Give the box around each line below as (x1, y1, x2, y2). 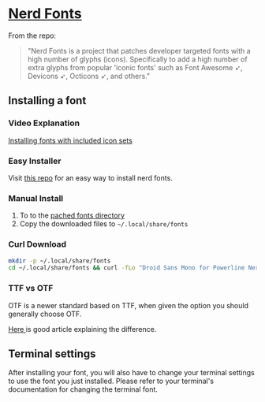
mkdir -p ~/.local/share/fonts (8, 257, 111, 265)
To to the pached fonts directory (19, 210, 125, 221)
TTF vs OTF (8, 283, 54, 294)
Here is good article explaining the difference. (8, 324, 157, 333)
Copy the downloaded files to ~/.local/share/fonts (19, 219, 188, 229)
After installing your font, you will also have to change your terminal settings (8, 368, 255, 378)
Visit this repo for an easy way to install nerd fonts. (8, 173, 174, 182)
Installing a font (8, 94, 87, 107)
